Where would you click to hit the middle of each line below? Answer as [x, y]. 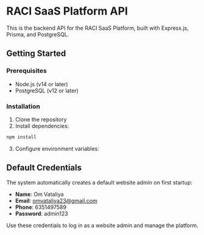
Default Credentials [44, 168]
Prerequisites [26, 71]
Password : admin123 [41, 213]
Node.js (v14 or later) [41, 84]
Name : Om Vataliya [39, 194]
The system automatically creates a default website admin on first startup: [100, 182]
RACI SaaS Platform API [67, 11]
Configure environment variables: [57, 148]
